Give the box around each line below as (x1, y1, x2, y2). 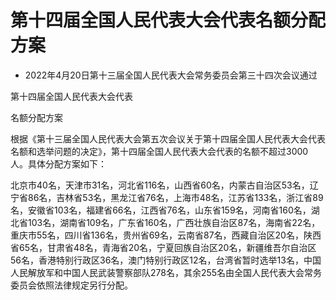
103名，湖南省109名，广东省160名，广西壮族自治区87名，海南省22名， (27, 216, 321, 228)
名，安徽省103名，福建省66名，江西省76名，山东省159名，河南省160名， (10, 204, 312, 216)
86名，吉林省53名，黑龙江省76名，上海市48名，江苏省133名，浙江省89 (27, 191, 324, 203)
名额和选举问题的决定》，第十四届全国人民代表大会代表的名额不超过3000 (10, 145, 309, 157)
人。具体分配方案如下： (10, 157, 107, 170)
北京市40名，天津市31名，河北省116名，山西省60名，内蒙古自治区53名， (10, 179, 310, 191)
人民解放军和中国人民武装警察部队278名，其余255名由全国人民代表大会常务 (10, 266, 323, 278)
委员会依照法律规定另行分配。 (10, 279, 133, 291)
